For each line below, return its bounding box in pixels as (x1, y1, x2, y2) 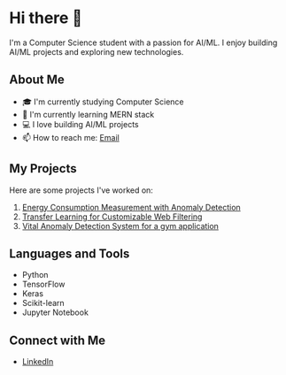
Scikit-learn (21, 298, 65, 309)
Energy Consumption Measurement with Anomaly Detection (21, 202, 241, 212)
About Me (9, 73, 65, 88)
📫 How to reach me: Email (21, 132, 120, 142)
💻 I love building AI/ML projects (21, 119, 139, 129)
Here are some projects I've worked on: (9, 185, 153, 195)
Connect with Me (9, 333, 106, 348)
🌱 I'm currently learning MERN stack (21, 109, 155, 119)
